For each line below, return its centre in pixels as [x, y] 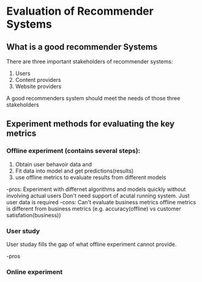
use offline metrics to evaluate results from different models [91, 177]
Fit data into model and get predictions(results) [74, 171]
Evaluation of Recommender [80, 11]
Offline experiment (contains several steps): [73, 151]
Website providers [38, 86]
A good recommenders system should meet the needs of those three [93, 98]
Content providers [38, 80]
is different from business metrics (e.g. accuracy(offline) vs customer [94, 209]
